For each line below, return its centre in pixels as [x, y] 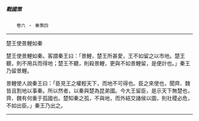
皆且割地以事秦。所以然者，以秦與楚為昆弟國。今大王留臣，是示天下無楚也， [99, 90]
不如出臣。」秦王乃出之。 [36, 105]
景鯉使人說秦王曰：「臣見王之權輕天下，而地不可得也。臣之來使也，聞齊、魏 [98, 83]
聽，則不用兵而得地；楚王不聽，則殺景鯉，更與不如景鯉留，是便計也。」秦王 [98, 63]
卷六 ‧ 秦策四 [33, 26]
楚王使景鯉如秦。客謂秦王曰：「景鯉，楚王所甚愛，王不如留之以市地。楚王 [96, 56]
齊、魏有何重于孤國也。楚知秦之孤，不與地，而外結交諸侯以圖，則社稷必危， [99, 98]
